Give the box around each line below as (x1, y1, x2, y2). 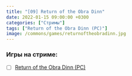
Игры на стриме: (6, 50, 58, 59)
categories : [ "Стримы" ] (6, 20, 65, 26)
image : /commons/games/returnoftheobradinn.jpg (6, 31, 127, 37)
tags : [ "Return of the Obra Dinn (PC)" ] (6, 25, 108, 31)
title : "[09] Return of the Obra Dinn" (6, 8, 105, 15)
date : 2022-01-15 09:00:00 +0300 (6, 14, 89, 20)
